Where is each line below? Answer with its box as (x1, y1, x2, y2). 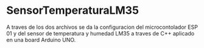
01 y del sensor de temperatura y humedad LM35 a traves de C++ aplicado (6, 29, 195, 37)
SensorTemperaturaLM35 (6, 4, 139, 17)
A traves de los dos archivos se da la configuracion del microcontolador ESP (6, 23, 198, 31)
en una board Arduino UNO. (6, 36, 76, 43)
